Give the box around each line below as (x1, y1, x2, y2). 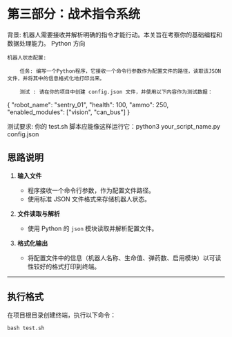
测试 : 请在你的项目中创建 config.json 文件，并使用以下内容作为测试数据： (19, 88, 213, 95)
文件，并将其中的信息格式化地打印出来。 (7, 75, 105, 82)
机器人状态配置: (7, 54, 47, 61)
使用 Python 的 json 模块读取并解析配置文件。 (27, 224, 158, 233)
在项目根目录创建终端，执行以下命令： (7, 311, 116, 319)
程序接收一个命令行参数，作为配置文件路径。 (27, 186, 155, 194)
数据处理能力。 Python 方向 (7, 39, 86, 47)
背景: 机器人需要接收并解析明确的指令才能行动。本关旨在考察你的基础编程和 (7, 30, 222, 39)
